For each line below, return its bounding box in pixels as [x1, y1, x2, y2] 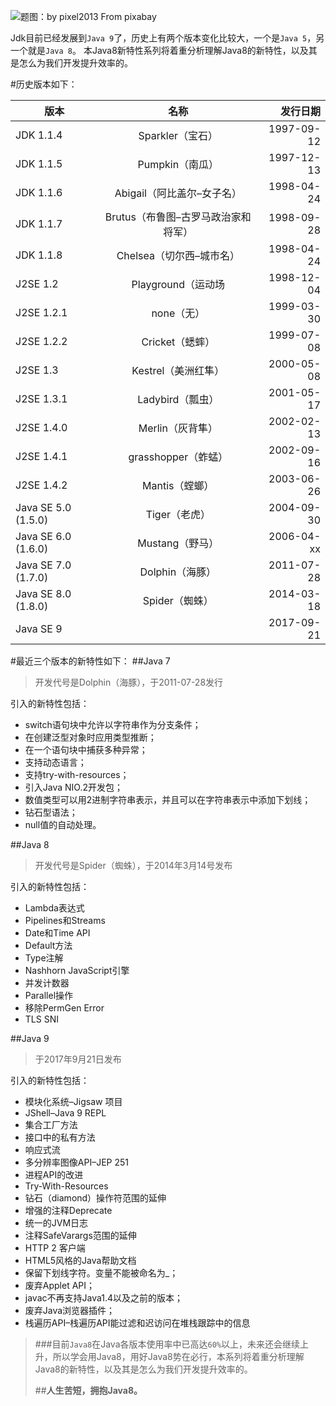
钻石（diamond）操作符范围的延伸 [24, 1192, 167, 1204]
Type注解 [24, 952, 64, 964]
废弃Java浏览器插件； [24, 1305, 116, 1316]
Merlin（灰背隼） [138, 421, 218, 435]
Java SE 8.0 [15, 587, 72, 600]
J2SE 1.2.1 [15, 306, 68, 319]
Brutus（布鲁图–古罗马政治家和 [104, 210, 252, 224]
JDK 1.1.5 [15, 157, 63, 170]
